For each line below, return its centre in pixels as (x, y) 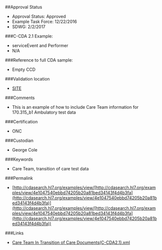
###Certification (21, 122)
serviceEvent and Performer (40, 45)
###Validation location (27, 79)
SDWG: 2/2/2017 (29, 27)
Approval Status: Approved (39, 16)
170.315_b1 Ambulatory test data (44, 112)
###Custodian (19, 141)
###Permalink (19, 178)
